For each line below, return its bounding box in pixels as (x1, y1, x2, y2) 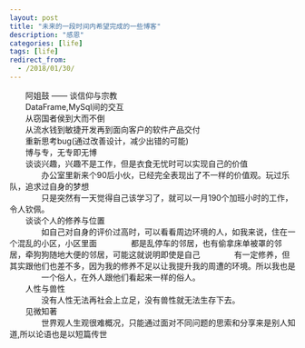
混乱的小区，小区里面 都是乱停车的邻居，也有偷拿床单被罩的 (16, 237, 274, 248)
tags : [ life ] (9, 47, 59, 56)
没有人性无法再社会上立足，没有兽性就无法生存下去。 (41, 294, 241, 305)
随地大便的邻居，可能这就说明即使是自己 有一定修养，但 (48, 249, 290, 260)
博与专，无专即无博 (25, 146, 97, 157)
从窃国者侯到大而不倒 (25, 113, 105, 124)
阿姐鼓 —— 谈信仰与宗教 (25, 90, 118, 101)
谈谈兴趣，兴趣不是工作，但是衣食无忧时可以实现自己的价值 (25, 158, 248, 169)
